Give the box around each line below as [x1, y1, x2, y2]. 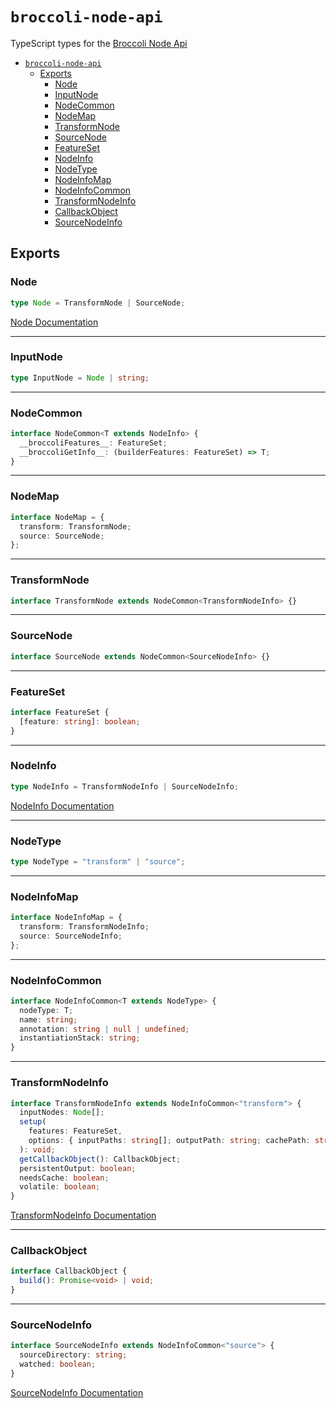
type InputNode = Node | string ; [10, 373, 150, 383]
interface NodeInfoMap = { [10, 913, 123, 923]
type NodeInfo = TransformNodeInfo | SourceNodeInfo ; [10, 781, 240, 792]
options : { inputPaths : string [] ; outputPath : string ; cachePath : [28, 1136, 311, 1146]
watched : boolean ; [19, 1359, 97, 1370]
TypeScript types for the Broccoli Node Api [10, 37, 188, 49]
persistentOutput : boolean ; [19, 1163, 137, 1173]
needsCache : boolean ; [19, 1173, 110, 1183]
